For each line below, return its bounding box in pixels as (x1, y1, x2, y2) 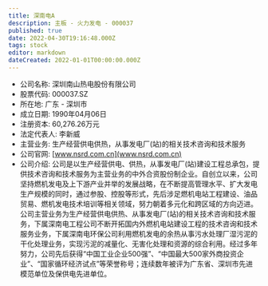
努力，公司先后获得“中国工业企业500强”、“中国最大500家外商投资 (19, 248, 238, 258)
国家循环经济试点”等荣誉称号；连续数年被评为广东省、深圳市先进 (40, 259, 254, 268)
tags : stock (8, 42, 48, 50)
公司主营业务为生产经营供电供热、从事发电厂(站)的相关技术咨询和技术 (19, 209, 250, 218)
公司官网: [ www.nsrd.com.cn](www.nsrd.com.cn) (19, 149, 182, 158)
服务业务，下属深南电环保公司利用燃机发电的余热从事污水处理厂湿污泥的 (19, 228, 258, 238)
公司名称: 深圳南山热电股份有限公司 (19, 79, 136, 89)
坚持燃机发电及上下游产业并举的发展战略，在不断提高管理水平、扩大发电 (19, 179, 258, 189)
